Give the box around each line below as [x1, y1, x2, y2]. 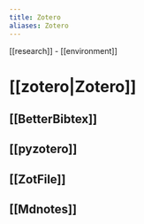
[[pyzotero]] [9, 142, 78, 157]
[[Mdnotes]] [9, 202, 78, 217]
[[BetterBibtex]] [9, 112, 97, 127]
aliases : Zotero [9, 21, 69, 30]
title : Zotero [9, 12, 62, 22]
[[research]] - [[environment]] [9, 45, 117, 56]
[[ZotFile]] [9, 172, 66, 187]
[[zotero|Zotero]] [9, 76, 137, 97]
